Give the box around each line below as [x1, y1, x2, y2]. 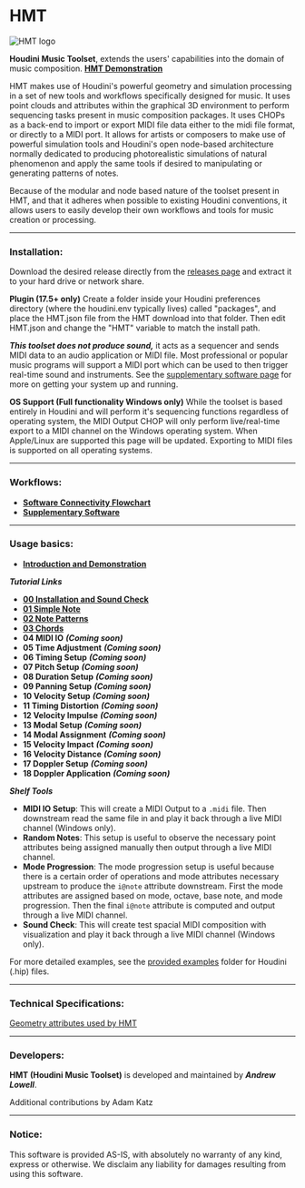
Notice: [9, 1128, 43, 1141]
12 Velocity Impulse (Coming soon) [22, 709, 158, 720]
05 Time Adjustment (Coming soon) [22, 642, 162, 653]
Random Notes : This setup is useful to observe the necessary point [22, 832, 277, 843]
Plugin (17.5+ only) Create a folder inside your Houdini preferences [9, 293, 261, 305]
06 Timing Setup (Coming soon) [22, 652, 147, 663]
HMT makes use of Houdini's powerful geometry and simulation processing [9, 80, 292, 91]
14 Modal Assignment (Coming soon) [22, 729, 166, 740]
